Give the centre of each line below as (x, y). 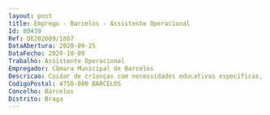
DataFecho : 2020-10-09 (47, 53)
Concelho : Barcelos (41, 91)
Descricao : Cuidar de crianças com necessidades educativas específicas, (136, 76)
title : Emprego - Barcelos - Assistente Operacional (99, 23)
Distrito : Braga (36, 99)
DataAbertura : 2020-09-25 (52, 46)
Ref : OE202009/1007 (41, 38)
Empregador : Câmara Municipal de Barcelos (81, 69)
